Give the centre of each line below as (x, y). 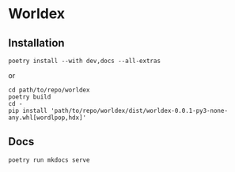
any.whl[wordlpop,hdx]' (47, 118)
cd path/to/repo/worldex (49, 90)
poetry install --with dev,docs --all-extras (84, 61)
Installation (36, 43)
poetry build (30, 97)
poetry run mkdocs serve (49, 160)
